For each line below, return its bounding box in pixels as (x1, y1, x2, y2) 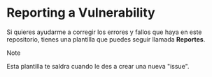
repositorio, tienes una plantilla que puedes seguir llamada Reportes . (6, 35, 206, 43)
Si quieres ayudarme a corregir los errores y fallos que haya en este (6, 28, 202, 36)
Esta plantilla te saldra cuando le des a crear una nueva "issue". (6, 62, 190, 70)
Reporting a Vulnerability (6, 5, 155, 21)
